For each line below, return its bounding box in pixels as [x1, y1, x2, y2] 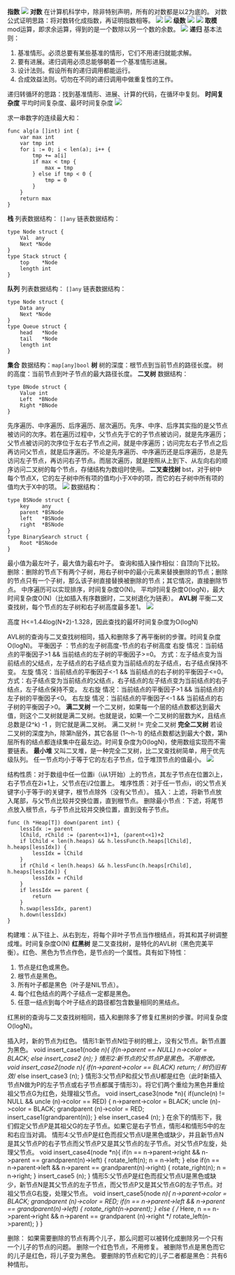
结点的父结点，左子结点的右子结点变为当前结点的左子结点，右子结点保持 [13, 659, 222, 667]
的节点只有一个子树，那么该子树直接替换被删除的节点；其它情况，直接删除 [7, 576, 222, 585]
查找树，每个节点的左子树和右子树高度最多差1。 [7, 603, 145, 611]
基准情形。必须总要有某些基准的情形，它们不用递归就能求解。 [17, 49, 196, 57]
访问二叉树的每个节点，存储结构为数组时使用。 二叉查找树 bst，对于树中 [13, 465, 222, 473]
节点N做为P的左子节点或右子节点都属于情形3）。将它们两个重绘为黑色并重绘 [7, 1081, 225, 1088]
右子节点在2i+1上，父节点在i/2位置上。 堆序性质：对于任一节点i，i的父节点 [7, 779, 222, 787]
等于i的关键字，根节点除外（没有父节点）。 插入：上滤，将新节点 [31, 788, 216, 796]
